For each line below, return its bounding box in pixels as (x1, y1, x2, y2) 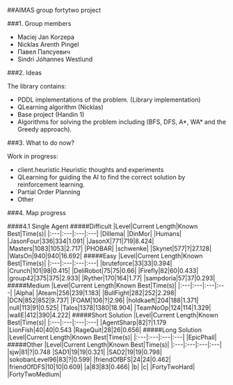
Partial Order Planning (17, 188, 81, 196)
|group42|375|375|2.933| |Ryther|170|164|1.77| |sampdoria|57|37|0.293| (7, 274, 216, 282)
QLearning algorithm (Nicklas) (17, 103, 104, 111)
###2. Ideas (7, 69, 42, 77)
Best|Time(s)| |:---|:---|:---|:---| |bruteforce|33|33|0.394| (7, 259, 172, 267)
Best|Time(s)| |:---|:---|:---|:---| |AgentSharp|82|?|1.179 (7, 318, 167, 327)
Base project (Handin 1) (17, 111, 85, 118)
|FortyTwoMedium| (7, 370, 62, 378)
